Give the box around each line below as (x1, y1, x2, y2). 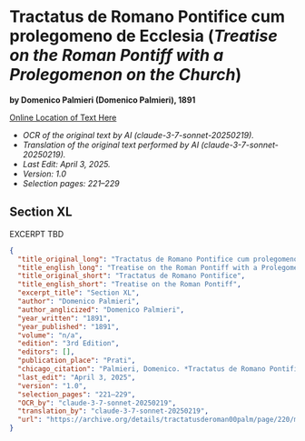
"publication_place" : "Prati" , (17, 356, 136, 366)
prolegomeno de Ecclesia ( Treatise (9, 25, 279, 46)
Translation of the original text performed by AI (22, 139, 200, 150)
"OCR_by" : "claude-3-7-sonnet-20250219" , (17, 398, 177, 407)
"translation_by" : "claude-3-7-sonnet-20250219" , (17, 406, 209, 416)
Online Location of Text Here (9, 112, 117, 123)
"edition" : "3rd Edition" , (17, 339, 120, 348)
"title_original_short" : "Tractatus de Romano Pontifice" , (17, 271, 246, 281)
